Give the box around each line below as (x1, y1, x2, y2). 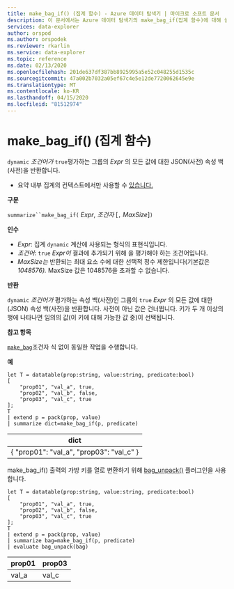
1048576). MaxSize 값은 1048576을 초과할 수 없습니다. (17, 266, 170, 274)
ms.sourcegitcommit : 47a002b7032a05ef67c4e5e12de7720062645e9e (7, 74, 195, 82)
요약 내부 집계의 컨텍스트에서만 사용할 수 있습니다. (17, 180, 153, 189)
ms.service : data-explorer (7, 49, 86, 56)
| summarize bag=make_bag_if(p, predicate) (7, 537, 136, 544)
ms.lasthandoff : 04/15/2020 (7, 95, 89, 102)
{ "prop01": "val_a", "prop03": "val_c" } (10, 447, 139, 457)
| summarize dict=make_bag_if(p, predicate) (7, 420, 139, 427)
